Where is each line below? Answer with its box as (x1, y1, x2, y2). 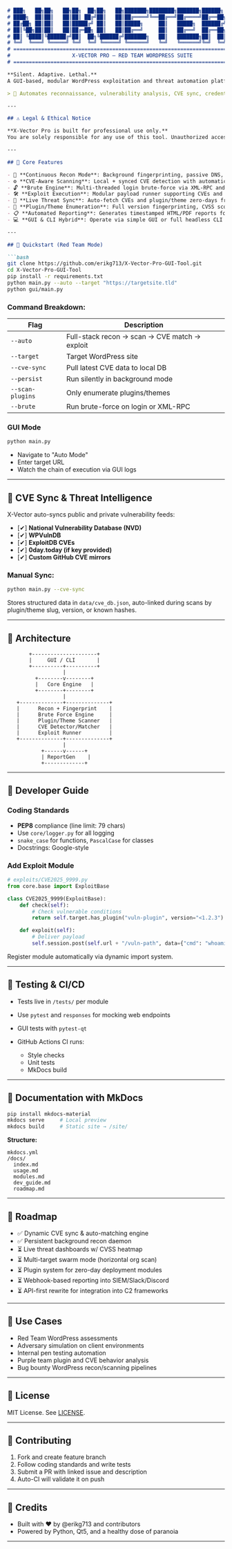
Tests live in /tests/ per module (17, 997, 109, 1005)
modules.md (13, 1174, 45, 1180)
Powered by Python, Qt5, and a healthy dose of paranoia (17, 1528, 179, 1536)
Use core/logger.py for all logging (17, 828, 115, 837)
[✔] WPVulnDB (17, 531, 61, 539)
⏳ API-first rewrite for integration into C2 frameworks (17, 1286, 168, 1295)
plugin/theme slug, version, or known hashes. (7, 606, 137, 614)
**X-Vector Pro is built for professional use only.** (7, 127, 168, 135)
